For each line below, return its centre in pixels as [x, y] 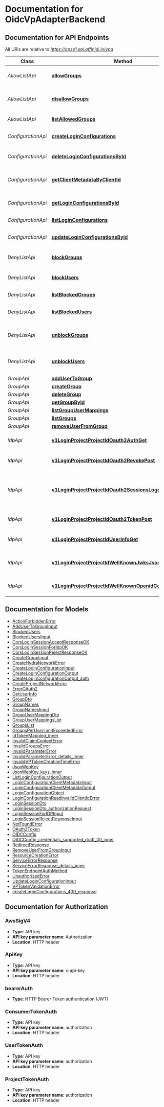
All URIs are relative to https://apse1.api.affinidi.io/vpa [59, 49]
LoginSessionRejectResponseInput [47, 819]
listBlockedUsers [72, 312]
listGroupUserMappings [80, 410]
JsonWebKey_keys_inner [37, 772]
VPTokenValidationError [36, 886]
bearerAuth [19, 988]
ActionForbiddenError [34, 621]
